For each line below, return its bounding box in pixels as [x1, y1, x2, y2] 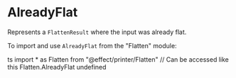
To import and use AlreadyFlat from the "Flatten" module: [7, 41, 177, 50]
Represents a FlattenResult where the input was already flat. [7, 28, 187, 36]
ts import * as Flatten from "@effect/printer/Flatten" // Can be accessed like [7, 55, 229, 64]
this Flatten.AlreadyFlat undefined [7, 62, 107, 71]
